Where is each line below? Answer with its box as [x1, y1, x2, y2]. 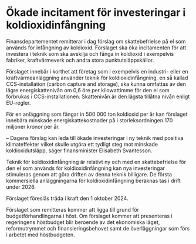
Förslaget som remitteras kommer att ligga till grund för [6, 206, 140, 213]
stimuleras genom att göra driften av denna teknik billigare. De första [6, 171, 172, 178]
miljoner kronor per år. [6, 123, 60, 130]
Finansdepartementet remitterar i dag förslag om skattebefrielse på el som [6, 38, 186, 45]
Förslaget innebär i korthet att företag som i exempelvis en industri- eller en [6, 68, 189, 75]
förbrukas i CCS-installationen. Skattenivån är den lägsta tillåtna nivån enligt [6, 93, 190, 100]
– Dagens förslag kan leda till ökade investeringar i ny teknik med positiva [6, 134, 184, 141]
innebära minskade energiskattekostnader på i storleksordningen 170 [6, 116, 173, 123]
